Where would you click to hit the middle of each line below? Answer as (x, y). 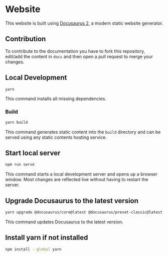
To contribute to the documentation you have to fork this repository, (75, 51)
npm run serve (20, 164)
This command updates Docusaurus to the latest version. (64, 222)
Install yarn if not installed (47, 238)
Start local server (33, 153)
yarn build (17, 122)
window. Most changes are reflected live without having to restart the (77, 180)
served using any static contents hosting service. (56, 137)
